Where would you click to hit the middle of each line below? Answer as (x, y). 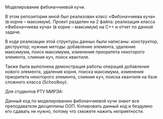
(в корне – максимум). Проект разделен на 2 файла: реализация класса (80, 22)
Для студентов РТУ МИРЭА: (34, 91)
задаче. (13, 32)
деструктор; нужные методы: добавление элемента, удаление (70, 47)
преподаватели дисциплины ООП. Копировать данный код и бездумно (79, 106)
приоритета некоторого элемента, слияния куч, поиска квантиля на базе (81, 77)
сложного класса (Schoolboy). (36, 82)
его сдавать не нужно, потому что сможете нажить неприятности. (74, 111)
